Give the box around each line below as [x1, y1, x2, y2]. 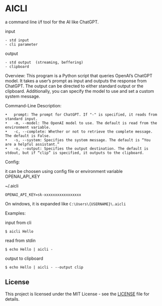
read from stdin [5, 238, 36, 243]
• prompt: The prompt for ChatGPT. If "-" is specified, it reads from [5, 112, 158, 117]
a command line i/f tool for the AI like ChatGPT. [5, 19, 99, 25]
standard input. [5, 116, 38, 121]
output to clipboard [5, 255, 44, 261]
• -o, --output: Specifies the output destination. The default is [5, 146, 149, 151]
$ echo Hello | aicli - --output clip [5, 265, 83, 270]
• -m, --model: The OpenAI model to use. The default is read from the [5, 120, 158, 125]
